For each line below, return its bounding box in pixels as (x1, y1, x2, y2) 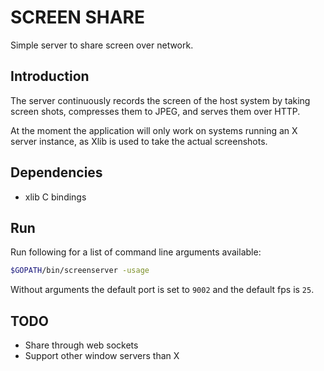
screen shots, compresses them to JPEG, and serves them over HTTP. (10, 105, 301, 117)
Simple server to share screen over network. (10, 39, 194, 51)
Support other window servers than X (24, 350, 180, 362)
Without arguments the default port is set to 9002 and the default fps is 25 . (10, 284, 315, 296)
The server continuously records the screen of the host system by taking (10, 94, 311, 106)
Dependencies (10, 164, 103, 181)
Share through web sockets (24, 339, 139, 351)
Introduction (10, 68, 90, 85)
